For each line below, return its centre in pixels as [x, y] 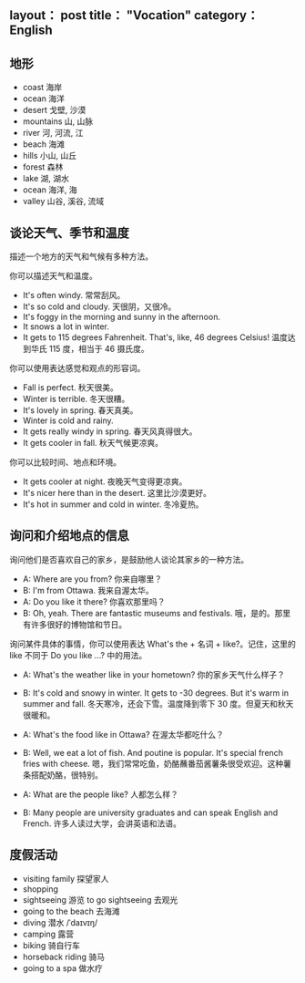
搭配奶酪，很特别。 [66, 775]
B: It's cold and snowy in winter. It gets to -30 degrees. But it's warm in [156, 693]
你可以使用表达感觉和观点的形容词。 [77, 368]
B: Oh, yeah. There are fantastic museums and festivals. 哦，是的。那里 [157, 613]
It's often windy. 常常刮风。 [74, 295]
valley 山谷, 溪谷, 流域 [63, 202]
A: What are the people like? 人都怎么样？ [101, 794]
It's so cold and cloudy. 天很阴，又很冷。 [99, 306]
